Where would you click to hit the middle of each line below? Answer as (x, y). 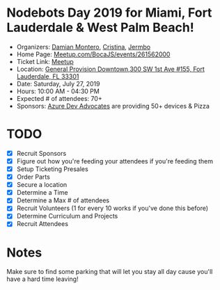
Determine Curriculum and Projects (67, 216)
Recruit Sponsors (41, 153)
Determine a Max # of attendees (63, 200)
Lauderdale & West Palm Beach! (100, 27)
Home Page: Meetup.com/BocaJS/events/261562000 (93, 54)
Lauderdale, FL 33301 (48, 76)
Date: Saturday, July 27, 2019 (58, 83)
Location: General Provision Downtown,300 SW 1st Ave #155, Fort (110, 69)
